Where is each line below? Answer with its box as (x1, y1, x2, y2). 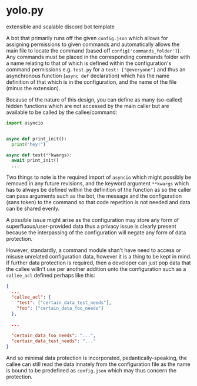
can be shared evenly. (6, 205, 60, 212)
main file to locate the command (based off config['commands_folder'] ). (6, 47, 181, 54)
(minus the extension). (6, 84, 61, 91)
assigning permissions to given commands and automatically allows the (6, 41, 180, 48)
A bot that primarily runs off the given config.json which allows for (6, 34, 169, 41)
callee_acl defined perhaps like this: (6, 272, 95, 279)
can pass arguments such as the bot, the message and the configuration (6, 192, 182, 199)
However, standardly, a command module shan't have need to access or (6, 247, 181, 254)
